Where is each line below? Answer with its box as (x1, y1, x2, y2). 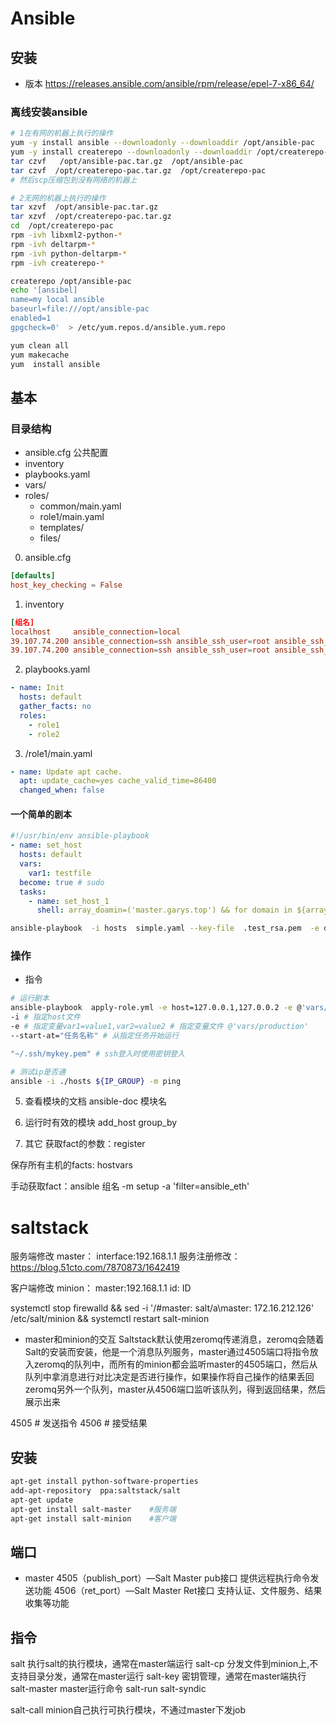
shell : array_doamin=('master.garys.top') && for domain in (36, 905, 293, 916)
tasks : (19, 887, 47, 897)
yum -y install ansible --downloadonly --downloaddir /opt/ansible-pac (10, 138, 315, 148)
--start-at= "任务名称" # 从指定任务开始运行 (10, 1030, 180, 1041)
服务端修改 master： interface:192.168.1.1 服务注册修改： (10, 1250, 241, 1262)
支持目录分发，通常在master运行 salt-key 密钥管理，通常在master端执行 (10, 1670, 307, 1682)
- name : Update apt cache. (10, 767, 123, 777)
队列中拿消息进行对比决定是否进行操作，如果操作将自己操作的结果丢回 (24, 1371, 315, 1383)
